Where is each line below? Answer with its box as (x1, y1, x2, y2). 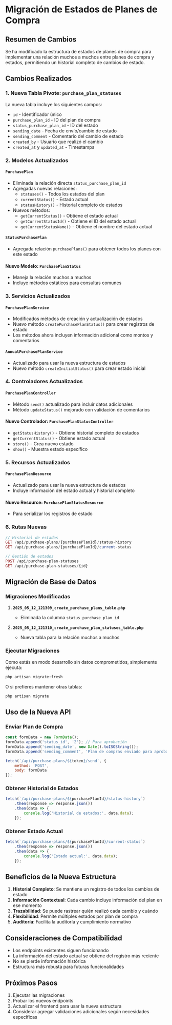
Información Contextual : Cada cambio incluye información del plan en (12, 897, 162, 903)
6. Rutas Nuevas (5, 523, 47, 530)
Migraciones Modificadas (5, 593, 71, 600)
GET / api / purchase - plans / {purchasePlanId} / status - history (5, 540, 132, 545)
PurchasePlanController (5, 391, 56, 396)
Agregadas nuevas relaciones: (12, 185, 77, 191)
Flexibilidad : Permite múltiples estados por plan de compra (12, 913, 138, 919)
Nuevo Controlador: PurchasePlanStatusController (5, 418, 114, 424)
